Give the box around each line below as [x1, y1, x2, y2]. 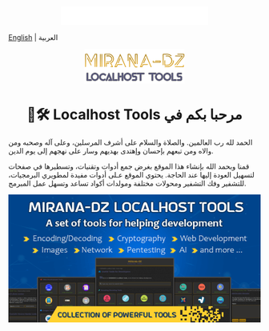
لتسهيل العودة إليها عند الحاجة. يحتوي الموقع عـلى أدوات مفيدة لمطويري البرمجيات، [8, 169, 255, 179]
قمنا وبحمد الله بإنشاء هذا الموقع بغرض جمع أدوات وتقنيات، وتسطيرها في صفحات [8, 162, 250, 171]
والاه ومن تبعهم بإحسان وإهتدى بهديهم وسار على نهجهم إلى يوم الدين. [8, 146, 214, 155]
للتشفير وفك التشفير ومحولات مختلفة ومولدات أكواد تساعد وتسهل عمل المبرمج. [8, 178, 247, 188]
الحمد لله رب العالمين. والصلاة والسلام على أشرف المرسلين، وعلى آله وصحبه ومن [8, 138, 253, 147]
